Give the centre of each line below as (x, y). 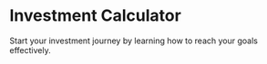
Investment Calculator (96, 16)
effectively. (31, 50)
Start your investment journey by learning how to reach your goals (133, 41)
